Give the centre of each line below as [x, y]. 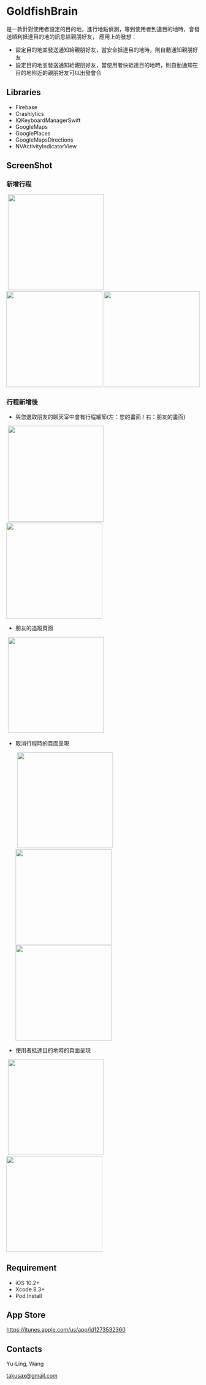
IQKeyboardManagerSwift [48, 120]
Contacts [25, 1349]
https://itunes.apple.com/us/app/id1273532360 [66, 1330]
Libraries [24, 92]
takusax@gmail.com [32, 1376]
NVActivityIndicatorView [46, 146]
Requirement [32, 1268]
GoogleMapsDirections [44, 140]
